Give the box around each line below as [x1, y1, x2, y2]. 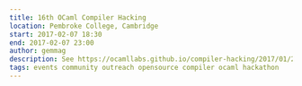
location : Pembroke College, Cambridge [9, 21, 159, 30]
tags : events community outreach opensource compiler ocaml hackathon [9, 64, 280, 73]
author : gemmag [9, 47, 67, 56]
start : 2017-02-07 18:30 [9, 30, 102, 39]
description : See [9, 55, 75, 64]
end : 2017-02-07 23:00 [9, 38, 94, 47]
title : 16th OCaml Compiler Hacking [9, 13, 147, 22]
